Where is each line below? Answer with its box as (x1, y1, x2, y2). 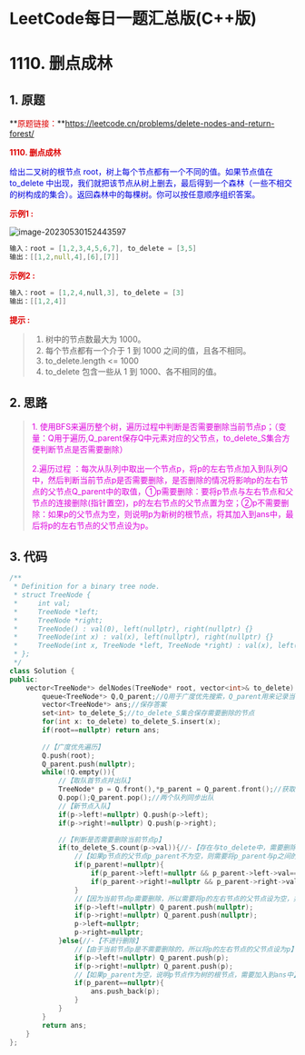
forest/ (9, 128, 34, 139)
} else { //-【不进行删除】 (57, 937, 143, 946)
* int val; (13, 599, 71, 608)
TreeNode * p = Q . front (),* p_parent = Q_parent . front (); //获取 (57, 785, 296, 794)
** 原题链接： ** (9, 118, 66, 129)
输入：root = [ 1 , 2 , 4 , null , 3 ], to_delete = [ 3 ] (9, 288, 184, 297)
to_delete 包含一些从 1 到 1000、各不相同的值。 (44, 365, 222, 377)
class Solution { (9, 666, 75, 675)
